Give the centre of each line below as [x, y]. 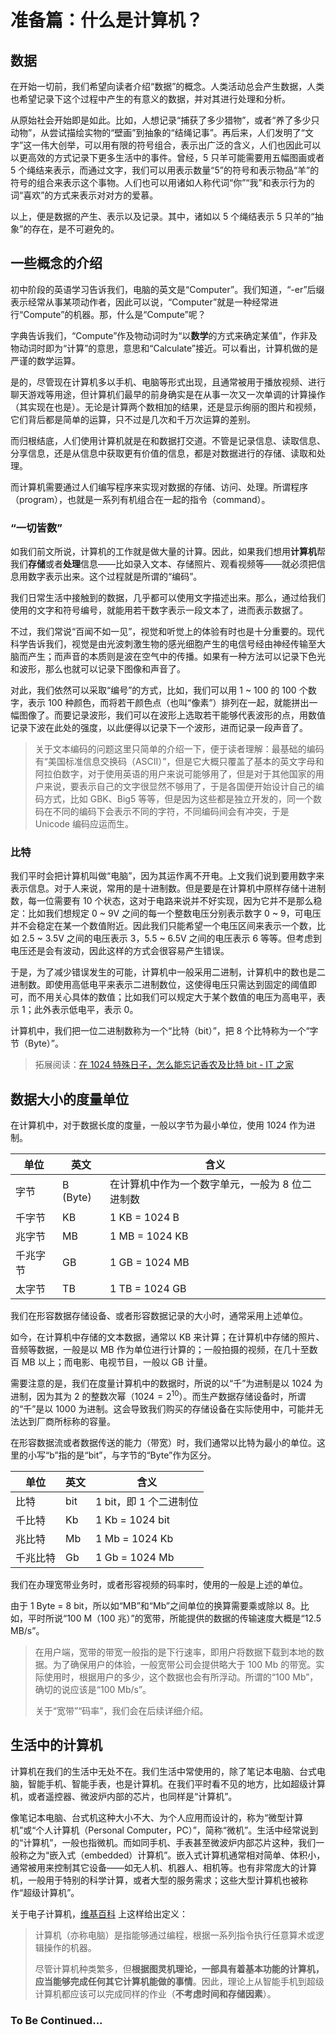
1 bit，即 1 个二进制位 [147, 1501]
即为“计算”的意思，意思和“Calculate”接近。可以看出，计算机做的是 [181, 348]
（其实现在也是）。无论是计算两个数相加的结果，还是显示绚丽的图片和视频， [166, 407]
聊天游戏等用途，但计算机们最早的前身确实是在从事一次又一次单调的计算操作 [168, 394]
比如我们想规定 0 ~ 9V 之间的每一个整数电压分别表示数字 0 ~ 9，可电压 [174, 913]
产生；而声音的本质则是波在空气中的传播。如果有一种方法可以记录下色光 [176, 657]
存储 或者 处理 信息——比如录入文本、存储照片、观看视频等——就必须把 [172, 564]
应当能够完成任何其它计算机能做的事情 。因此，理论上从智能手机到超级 [179, 1981]
